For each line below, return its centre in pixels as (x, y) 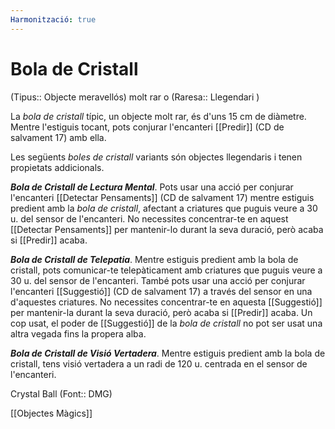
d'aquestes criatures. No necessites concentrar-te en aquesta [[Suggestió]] (166, 302)
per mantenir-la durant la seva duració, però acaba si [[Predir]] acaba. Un (161, 312)
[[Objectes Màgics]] (51, 413)
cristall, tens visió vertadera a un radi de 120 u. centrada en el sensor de (159, 363)
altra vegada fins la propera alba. (78, 333)
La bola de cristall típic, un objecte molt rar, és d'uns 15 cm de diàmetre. (158, 116)
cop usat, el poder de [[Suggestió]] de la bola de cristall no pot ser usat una (166, 323)
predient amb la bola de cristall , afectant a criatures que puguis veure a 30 (164, 208)
